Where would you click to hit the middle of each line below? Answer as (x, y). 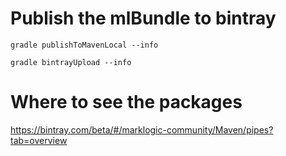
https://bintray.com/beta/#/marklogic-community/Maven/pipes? (142, 129)
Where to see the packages (126, 102)
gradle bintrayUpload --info (71, 62)
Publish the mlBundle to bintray (143, 18)
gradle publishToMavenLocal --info (84, 45)
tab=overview (39, 140)
